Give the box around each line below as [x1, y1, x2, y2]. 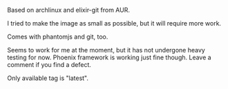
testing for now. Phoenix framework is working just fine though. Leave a [7, 53, 212, 61]
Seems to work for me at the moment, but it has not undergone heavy [7, 46, 205, 54]
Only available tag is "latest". [7, 74, 88, 82]
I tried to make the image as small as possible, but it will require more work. [7, 19, 222, 27]
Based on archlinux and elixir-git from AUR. [7, 6, 130, 14]
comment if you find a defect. [7, 61, 92, 68]
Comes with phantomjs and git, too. [7, 32, 108, 41]
